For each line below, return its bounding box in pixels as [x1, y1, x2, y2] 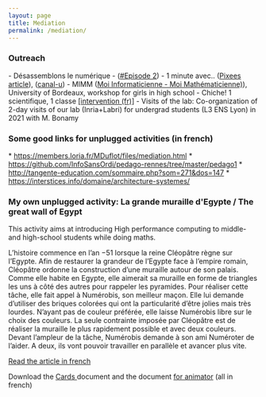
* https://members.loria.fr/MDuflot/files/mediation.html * [8, 150, 193, 160]
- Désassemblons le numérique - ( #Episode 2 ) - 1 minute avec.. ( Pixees [8, 71, 241, 80]
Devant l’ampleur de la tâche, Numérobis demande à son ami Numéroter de [8, 333, 255, 342]
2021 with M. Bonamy [8, 113, 79, 123]
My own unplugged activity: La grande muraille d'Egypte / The [8, 196, 254, 207]
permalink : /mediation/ [8, 26, 87, 34]
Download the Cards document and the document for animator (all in [8, 372, 233, 382]
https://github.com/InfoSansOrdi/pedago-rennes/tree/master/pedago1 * [8, 159, 243, 169]
